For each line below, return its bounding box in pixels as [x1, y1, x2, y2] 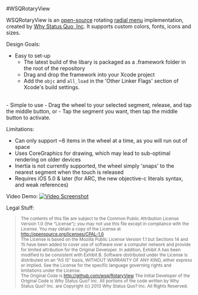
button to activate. [6, 114, 51, 121]
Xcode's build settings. [23, 84, 80, 91]
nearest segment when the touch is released [14, 169, 124, 176]
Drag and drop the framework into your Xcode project [23, 71, 155, 78]
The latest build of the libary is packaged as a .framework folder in [23, 59, 186, 65]
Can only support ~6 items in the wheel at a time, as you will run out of [14, 137, 188, 144]
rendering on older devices [14, 156, 81, 163]
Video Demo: [6, 193, 39, 199]
